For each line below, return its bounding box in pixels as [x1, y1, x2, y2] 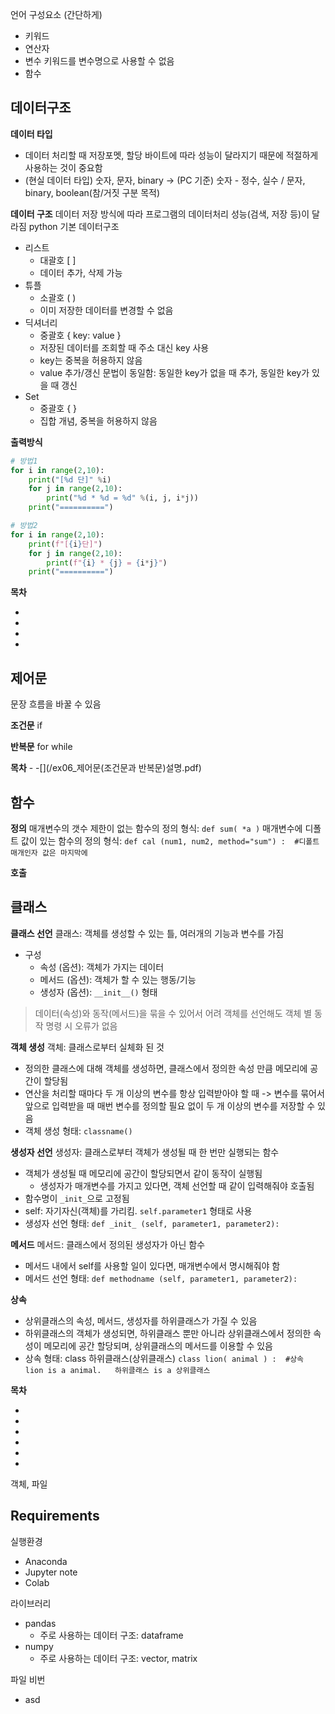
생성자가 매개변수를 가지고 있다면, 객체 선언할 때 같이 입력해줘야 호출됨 [39, 1179, 315, 1192]
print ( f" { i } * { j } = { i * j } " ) [46, 558, 168, 568]
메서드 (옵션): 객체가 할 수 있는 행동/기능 [39, 973, 197, 985]
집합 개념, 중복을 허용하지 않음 [39, 414, 158, 427]
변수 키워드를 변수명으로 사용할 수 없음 [24, 55, 175, 67]
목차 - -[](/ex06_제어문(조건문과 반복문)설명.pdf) [10, 762, 202, 774]
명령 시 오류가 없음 [45, 1019, 118, 1032]
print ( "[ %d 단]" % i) [28, 474, 112, 485]
